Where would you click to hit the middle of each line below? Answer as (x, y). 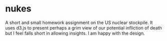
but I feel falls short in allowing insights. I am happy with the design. (75, 33)
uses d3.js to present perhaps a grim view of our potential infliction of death (83, 27)
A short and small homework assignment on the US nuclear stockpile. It (79, 22)
